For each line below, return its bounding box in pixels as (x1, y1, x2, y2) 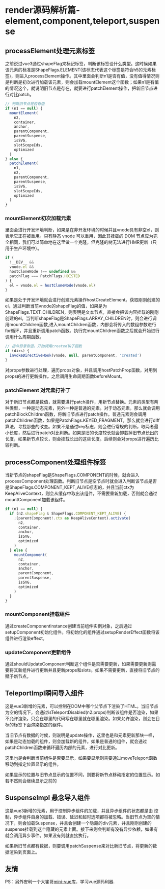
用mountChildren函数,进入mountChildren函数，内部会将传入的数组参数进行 (5, 322, 157, 328)
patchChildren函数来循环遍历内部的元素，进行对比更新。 (5, 744, 120, 750)
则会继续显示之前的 (18, 778, 57, 783)
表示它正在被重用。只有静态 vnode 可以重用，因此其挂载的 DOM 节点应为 (5, 233, 154, 239)
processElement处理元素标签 (5, 46, 95, 55)
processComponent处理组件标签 (5, 458, 107, 466)
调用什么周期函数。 (5, 334, 44, 340)
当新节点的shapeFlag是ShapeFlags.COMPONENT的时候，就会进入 (5, 472, 139, 478)
